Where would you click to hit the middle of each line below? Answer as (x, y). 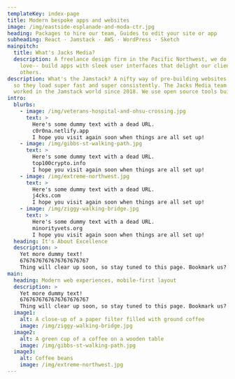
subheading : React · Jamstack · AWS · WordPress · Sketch (93, 40)
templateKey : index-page (43, 14)
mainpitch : (23, 46)
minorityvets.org (57, 228)
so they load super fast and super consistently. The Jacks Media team (120, 85)
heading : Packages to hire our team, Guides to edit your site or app (112, 33)
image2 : (25, 332)
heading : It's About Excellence (61, 241)
